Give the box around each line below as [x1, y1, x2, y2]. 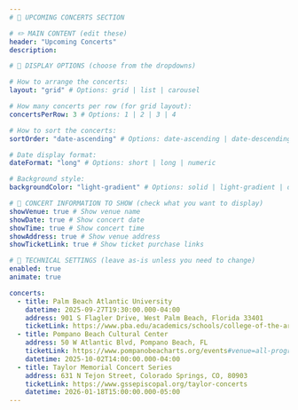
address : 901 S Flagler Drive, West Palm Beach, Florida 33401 [25, 313, 264, 322]
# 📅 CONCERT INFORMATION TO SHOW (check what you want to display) [9, 199, 264, 208]
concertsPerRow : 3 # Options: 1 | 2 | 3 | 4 [9, 110, 176, 119]
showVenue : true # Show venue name [9, 207, 141, 216]
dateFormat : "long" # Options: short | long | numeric [9, 159, 216, 168]
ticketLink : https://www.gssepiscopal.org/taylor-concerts [25, 379, 248, 389]
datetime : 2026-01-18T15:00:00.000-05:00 [25, 388, 180, 397]
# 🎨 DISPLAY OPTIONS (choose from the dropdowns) [9, 61, 197, 71]
